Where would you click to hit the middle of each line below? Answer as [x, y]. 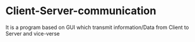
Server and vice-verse [33, 33]
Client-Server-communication [81, 11]
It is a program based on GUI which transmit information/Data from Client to [97, 27]
